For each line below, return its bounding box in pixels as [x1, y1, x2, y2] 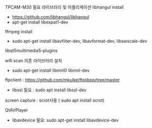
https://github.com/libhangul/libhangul [12, 14, 89, 20]
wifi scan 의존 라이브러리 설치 [5, 58, 62, 64]
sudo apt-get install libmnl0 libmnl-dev [12, 67, 90, 73]
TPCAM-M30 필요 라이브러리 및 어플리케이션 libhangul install [5, 4, 124, 10]
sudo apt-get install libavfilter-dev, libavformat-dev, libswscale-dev [12, 38, 148, 44]
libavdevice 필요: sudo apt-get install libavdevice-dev [12, 117, 119, 123]
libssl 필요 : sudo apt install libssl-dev [12, 87, 87, 93]
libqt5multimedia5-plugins [5, 48, 57, 53]
